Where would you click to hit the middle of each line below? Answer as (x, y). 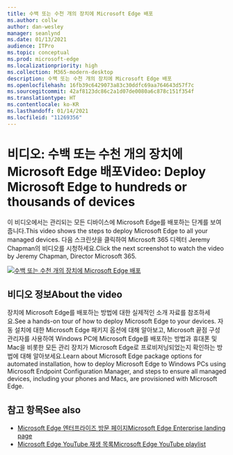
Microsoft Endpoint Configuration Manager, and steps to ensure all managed (117, 371)
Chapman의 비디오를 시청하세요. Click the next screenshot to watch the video (115, 248)
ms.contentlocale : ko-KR (43, 105)
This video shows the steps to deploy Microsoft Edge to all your (116, 230)
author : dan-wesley (35, 27)
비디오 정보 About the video (65, 294)
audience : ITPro (31, 46)
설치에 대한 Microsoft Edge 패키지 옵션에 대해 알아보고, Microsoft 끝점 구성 (117, 330)
